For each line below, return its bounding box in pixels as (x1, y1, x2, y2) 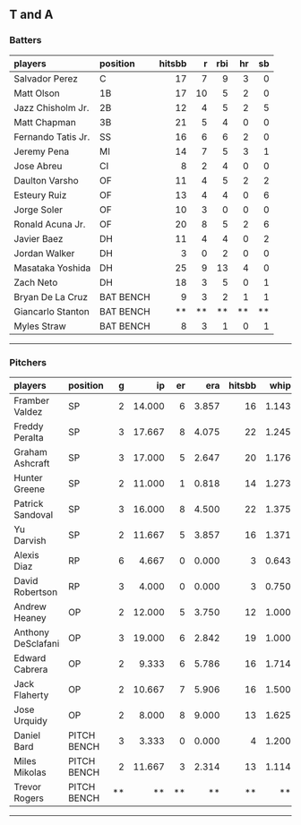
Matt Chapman (13, 116, 76, 128)
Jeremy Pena (13, 145, 70, 158)
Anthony (13, 626, 49, 639)
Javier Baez (13, 232, 64, 245)
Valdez (13, 405, 43, 417)
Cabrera (13, 663, 48, 675)
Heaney (13, 611, 47, 623)
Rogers (13, 792, 45, 804)
